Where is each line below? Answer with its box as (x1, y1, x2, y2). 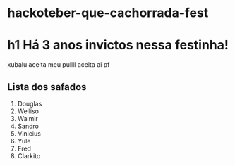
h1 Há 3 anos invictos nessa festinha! (7, 37, 229, 53)
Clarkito (17, 151, 41, 160)
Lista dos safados (7, 81, 87, 93)
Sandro (17, 122, 39, 130)
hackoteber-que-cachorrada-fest (7, 5, 209, 21)
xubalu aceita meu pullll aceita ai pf (7, 60, 110, 69)
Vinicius (17, 129, 41, 138)
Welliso (17, 107, 39, 115)
